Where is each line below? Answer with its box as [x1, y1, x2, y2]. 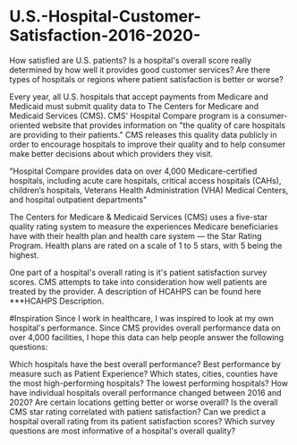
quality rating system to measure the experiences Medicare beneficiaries [9, 221, 279, 232]
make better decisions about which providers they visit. [9, 148, 214, 158]
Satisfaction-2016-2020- [9, 25, 201, 46]
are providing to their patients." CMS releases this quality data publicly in [9, 129, 277, 140]
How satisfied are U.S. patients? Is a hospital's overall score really [9, 55, 252, 65]
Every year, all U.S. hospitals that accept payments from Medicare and [9, 91, 268, 102]
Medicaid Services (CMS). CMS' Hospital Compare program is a [9, 110, 246, 121]
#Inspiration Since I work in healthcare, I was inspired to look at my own [9, 312, 275, 323]
